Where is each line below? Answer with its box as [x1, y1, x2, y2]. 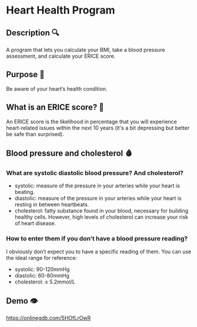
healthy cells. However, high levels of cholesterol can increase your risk [14, 213, 188, 221]
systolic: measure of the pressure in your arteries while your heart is [14, 182, 181, 189]
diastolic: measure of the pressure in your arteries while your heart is [14, 195, 182, 202]
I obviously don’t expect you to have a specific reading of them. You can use [6, 248, 192, 255]
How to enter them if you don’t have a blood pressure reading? [6, 234, 188, 243]
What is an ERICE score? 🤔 [6, 103, 105, 113]
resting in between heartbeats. [14, 201, 89, 208]
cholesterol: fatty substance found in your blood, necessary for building [14, 207, 189, 214]
